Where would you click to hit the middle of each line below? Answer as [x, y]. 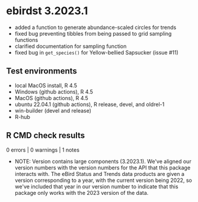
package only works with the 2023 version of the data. [82, 193]
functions [26, 40]
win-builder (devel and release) [53, 110]
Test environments [41, 71]
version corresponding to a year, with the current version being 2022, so [103, 180]
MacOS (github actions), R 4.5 [52, 98]
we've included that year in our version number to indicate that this [97, 186]
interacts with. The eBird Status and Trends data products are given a [100, 174]
